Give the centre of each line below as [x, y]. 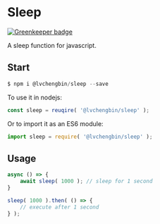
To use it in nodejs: [35, 97]
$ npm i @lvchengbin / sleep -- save [58, 84]
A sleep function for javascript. [52, 45]
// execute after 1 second [60, 207]
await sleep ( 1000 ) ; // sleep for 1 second [86, 181]
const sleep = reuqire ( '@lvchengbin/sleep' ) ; [79, 110]
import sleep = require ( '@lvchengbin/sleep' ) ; [80, 137]
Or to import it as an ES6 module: [55, 123]
